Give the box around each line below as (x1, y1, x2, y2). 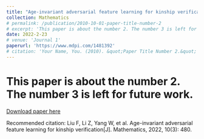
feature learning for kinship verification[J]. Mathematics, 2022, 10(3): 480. (6, 126, 192, 133)
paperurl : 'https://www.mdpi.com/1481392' (6, 43, 115, 49)
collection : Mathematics (6, 15, 69, 21)
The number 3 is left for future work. (6, 87, 194, 101)
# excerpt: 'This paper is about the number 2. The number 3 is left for (6, 25, 197, 32)
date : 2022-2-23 (6, 32, 47, 38)
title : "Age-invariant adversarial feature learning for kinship (6, 8, 175, 15)
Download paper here (6, 107, 61, 115)
